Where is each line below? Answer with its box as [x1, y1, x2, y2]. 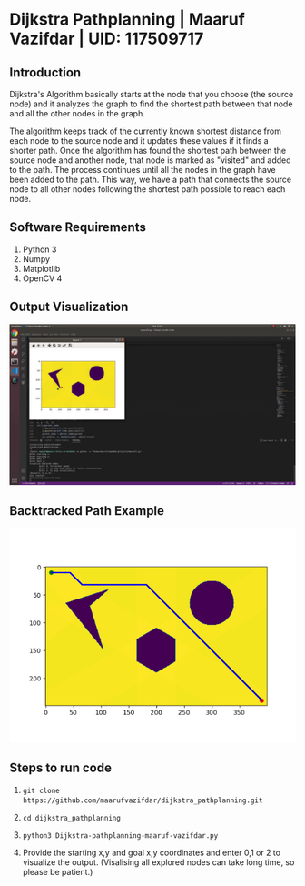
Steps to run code [9, 760, 112, 776]
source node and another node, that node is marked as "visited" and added [9, 155, 292, 166]
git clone [22, 786, 61, 795]
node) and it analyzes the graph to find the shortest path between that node [9, 98, 293, 109]
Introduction [9, 65, 82, 80]
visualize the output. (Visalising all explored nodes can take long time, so [22, 856, 295, 868]
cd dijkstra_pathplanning [22, 813, 121, 822]
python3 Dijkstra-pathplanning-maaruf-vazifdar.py [22, 831, 219, 841]
